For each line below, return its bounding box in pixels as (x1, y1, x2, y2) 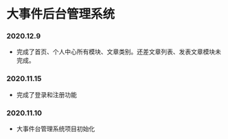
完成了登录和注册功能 (16, 90, 77, 98)
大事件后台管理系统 (6, 6, 115, 22)
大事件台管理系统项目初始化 (16, 125, 95, 133)
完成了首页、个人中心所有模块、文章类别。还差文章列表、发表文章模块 (16, 47, 216, 56)
